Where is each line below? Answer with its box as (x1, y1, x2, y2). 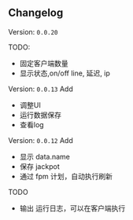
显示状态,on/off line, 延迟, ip (19, 68, 110, 78)
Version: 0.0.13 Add (8, 84, 73, 93)
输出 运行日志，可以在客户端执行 (19, 203, 126, 213)
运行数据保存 (19, 110, 61, 119)
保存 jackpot (19, 161, 61, 171)
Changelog (8, 6, 64, 20)
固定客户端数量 (19, 58, 68, 68)
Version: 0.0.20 (8, 27, 58, 36)
